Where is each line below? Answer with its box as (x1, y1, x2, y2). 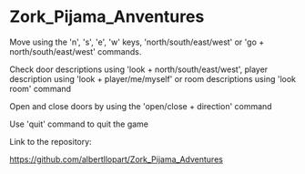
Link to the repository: (9, 136, 93, 147)
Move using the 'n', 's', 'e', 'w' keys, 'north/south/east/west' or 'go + (9, 36, 265, 47)
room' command (9, 83, 71, 94)
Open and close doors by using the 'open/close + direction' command (9, 100, 272, 111)
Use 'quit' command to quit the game (9, 118, 148, 129)
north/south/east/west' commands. (9, 46, 142, 56)
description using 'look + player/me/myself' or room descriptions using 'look (9, 73, 296, 84)
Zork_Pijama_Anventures (9, 6, 205, 27)
